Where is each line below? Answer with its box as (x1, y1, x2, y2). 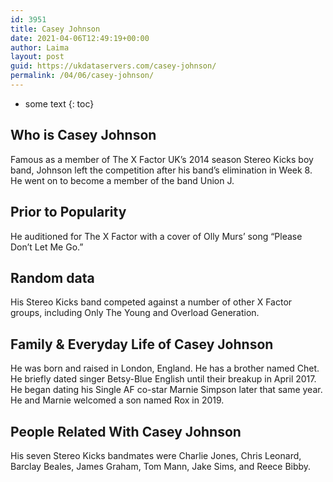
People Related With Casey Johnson (10, 423, 242, 440)
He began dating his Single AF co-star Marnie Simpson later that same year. (10, 384, 323, 396)
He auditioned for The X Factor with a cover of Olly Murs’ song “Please (10, 230, 303, 242)
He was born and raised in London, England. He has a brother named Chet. (10, 362, 320, 375)
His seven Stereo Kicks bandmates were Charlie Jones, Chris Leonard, (10, 449, 302, 461)
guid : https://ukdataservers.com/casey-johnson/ (10, 61, 217, 71)
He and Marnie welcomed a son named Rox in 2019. (10, 394, 225, 406)
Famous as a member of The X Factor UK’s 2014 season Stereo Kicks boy (10, 153, 314, 165)
